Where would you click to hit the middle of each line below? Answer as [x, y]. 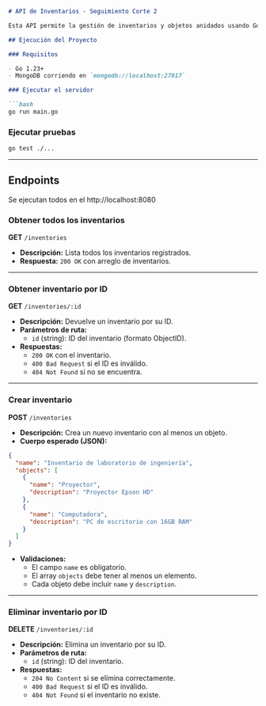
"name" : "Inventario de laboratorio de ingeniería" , [104, 463]
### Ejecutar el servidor [51, 90]
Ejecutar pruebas [42, 132]
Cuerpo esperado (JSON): [63, 441]
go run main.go [33, 112]
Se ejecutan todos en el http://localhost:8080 [82, 199]
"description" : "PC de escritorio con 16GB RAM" [111, 522]
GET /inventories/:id [45, 306]
